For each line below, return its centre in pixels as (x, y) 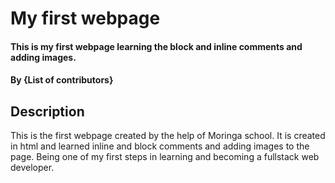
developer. (32, 168)
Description (47, 111)
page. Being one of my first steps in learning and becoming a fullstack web (165, 157)
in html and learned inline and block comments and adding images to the (160, 146)
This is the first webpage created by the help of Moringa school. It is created (168, 136)
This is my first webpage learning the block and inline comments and (156, 46)
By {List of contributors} (62, 80)
